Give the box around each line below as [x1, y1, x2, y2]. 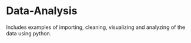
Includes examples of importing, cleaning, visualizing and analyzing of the [6, 24, 186, 31]
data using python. [6, 29, 52, 37]
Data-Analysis [6, 4, 78, 18]
